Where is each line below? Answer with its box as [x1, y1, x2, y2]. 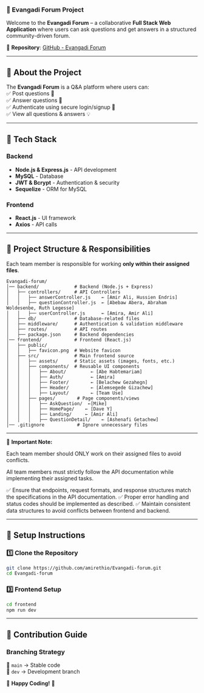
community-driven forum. [6, 32, 70, 39]
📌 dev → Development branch [6, 668, 80, 675]
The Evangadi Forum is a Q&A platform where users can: [6, 83, 149, 90]
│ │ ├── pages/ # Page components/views [6, 395, 140, 401]
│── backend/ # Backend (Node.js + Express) [6, 284, 154, 290]
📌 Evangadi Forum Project [6, 5, 84, 14]
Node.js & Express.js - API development [15, 166, 117, 173]
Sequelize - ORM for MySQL [15, 185, 87, 193]
